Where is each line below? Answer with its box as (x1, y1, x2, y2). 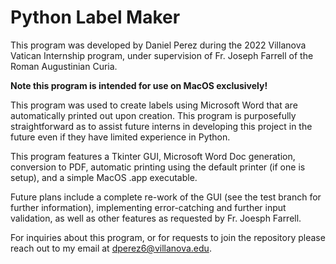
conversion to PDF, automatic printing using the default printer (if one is (10, 161, 306, 173)
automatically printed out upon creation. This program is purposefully (10, 109, 297, 121)
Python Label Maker (10, 6, 181, 29)
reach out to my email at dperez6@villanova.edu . (10, 242, 212, 254)
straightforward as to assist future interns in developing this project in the (10, 120, 313, 132)
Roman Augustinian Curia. (10, 60, 118, 72)
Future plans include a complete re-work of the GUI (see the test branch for (10, 191, 322, 203)
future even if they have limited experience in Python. (10, 131, 231, 143)
